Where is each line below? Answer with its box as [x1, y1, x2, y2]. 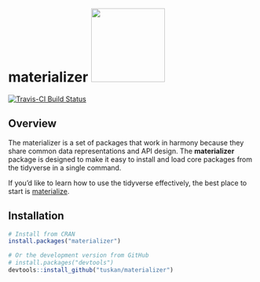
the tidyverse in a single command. [8, 163, 122, 172]
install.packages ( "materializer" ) [8, 237, 122, 245]
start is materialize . [8, 186, 70, 196]
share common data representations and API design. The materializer [8, 146, 235, 156]
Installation [8, 209, 64, 223]
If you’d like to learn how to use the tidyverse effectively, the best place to [8, 178, 247, 188]
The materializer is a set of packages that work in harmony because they [8, 137, 244, 147]
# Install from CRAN [8, 230, 76, 238]
